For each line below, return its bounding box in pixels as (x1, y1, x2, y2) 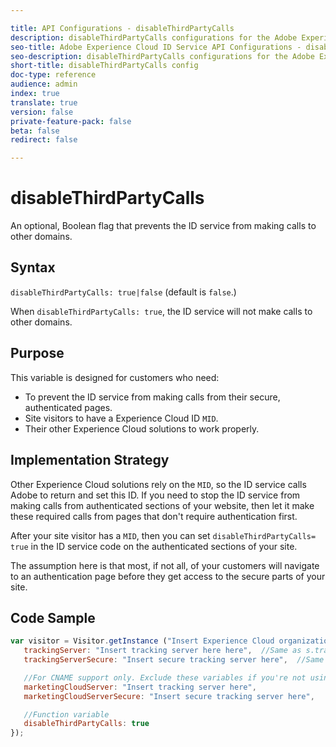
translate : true (10, 97, 78, 108)
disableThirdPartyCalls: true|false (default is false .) (10, 286, 237, 298)
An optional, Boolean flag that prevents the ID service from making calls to (10, 220, 317, 232)
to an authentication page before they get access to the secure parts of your (10, 570, 326, 582)
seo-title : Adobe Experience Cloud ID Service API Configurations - (10, 42, 302, 52)
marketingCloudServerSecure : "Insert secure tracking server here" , (23, 691, 315, 701)
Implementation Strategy (10, 452, 170, 469)
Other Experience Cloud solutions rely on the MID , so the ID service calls (10, 478, 307, 490)
